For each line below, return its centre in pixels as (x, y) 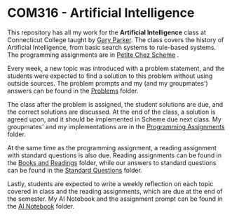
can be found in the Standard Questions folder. (75, 170)
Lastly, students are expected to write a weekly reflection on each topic (110, 183)
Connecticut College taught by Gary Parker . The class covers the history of (116, 39)
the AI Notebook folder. (41, 206)
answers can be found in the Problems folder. (73, 91)
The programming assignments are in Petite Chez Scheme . (93, 55)
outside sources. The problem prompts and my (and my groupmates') (108, 83)
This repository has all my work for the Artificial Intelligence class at (107, 32)
